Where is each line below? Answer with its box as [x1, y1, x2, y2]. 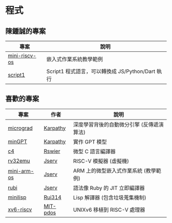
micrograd [8, 124, 33, 131]
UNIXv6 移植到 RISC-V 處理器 [73, 206, 145, 213]
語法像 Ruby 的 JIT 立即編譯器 [73, 184, 145, 191]
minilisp [8, 193, 27, 200]
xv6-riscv [8, 206, 32, 213]
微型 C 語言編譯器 [73, 148, 116, 155]
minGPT [8, 138, 27, 145]
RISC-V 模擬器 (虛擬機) [73, 157, 130, 165]
